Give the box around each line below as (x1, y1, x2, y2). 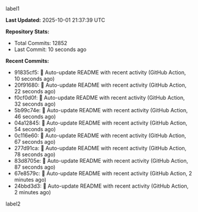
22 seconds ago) (14, 88, 56, 94)
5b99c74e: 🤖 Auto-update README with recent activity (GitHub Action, (14, 107, 188, 113)
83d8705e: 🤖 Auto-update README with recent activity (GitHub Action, (14, 157, 189, 164)
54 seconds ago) (14, 126, 56, 132)
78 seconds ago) (14, 151, 56, 158)
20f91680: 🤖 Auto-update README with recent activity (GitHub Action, (14, 81, 187, 88)
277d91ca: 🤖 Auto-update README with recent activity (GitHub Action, (14, 145, 187, 151)
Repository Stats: (5, 28, 50, 35)
